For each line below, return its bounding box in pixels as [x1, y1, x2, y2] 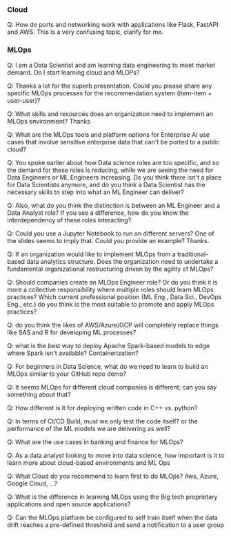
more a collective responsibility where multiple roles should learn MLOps [7, 285, 214, 294]
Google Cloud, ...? [7, 479, 58, 488]
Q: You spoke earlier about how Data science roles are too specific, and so [7, 158, 219, 166]
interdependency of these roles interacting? [7, 216, 132, 224]
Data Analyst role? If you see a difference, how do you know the [7, 209, 189, 217]
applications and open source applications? [7, 499, 131, 508]
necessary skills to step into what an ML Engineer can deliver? [7, 188, 184, 196]
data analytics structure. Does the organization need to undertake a [26, 257, 219, 265]
